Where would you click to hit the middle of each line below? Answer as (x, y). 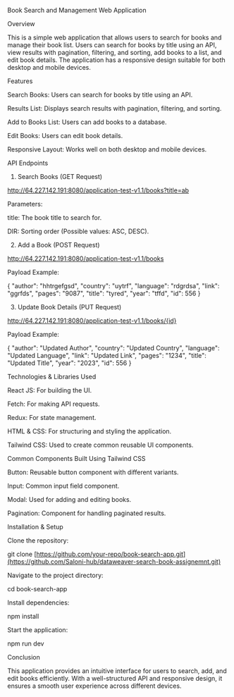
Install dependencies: (38, 603)
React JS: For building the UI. (50, 390)
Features (20, 81)
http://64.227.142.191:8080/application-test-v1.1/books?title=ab (98, 190)
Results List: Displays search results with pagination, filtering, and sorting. (115, 108)
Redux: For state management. (52, 418)
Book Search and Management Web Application (77, 10)
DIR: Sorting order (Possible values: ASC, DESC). (78, 231)
